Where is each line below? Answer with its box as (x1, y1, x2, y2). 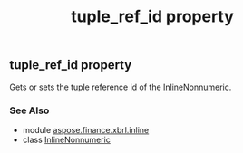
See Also (9, 104, 50, 117)
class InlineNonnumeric (22, 134, 111, 145)
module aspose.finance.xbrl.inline (22, 124, 150, 135)
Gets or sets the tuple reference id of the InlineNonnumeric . (9, 81, 232, 92)
